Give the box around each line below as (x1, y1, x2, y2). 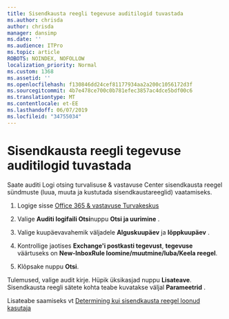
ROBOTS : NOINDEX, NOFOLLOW (7, 55, 85, 62)
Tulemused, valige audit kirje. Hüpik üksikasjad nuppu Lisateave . (7, 275, 192, 284)
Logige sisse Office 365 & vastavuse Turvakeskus (17, 201, 159, 210)
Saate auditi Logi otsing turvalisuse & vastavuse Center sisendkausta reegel (7, 181, 223, 189)
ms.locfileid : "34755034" (7, 113, 81, 120)
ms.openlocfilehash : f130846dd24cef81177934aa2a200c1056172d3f (7, 81, 193, 88)
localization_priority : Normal (7, 62, 97, 69)
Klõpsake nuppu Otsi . (17, 262, 79, 271)
